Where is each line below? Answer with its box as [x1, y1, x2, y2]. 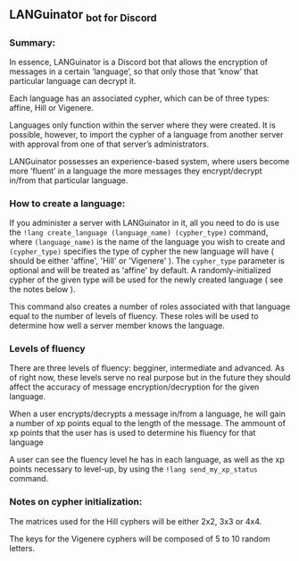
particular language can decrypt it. [9, 75, 137, 86]
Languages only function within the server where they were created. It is [9, 120, 277, 130]
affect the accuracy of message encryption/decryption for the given [9, 381, 260, 392]
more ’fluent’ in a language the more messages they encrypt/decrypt [9, 165, 262, 176]
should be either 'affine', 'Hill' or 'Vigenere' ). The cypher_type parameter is [9, 255, 286, 266]
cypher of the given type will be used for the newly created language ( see [9, 274, 284, 285]
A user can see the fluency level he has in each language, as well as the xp [9, 455, 286, 465]
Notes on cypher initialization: [9, 496, 143, 508]
